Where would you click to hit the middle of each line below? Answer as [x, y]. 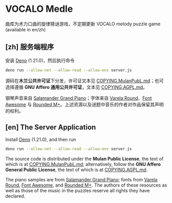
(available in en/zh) [26, 29]
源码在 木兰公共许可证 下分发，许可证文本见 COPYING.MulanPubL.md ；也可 [85, 81]
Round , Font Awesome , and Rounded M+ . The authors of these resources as [86, 185]
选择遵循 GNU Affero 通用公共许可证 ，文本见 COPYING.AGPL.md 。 [77, 87]
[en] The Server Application [51, 127]
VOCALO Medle [39, 9]
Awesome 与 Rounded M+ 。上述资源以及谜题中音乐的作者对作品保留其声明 [85, 104]
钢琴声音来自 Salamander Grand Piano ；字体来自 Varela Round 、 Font [79, 98]
